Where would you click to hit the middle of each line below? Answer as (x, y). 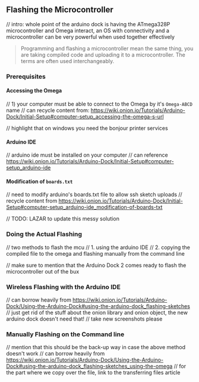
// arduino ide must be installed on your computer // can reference (87, 155)
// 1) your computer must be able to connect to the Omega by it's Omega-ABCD (99, 104)
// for (180, 367)
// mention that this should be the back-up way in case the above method (96, 347)
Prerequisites (26, 76)
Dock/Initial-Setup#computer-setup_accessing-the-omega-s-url (85, 116)
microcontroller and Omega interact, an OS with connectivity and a (88, 30)
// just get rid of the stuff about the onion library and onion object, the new (97, 312)
